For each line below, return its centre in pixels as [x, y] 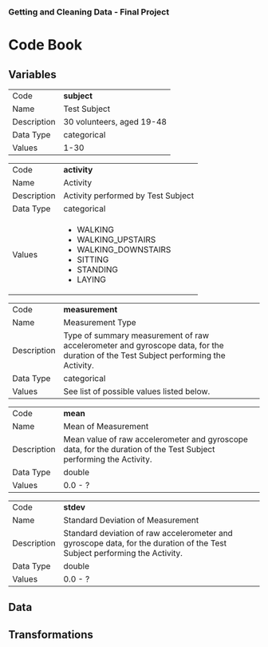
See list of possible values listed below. [137, 391]
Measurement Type [100, 322]
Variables [33, 74]
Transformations [51, 635]
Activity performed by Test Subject [128, 196]
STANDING [97, 269]
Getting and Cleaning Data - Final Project [89, 12]
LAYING [91, 280]
